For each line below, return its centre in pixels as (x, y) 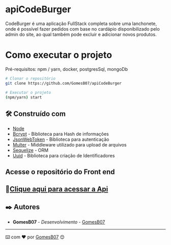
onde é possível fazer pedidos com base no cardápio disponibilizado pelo (83, 29)
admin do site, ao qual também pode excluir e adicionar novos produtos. (81, 34)
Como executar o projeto (59, 55)
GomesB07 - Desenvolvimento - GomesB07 (59, 222)
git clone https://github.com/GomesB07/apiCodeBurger (64, 83)
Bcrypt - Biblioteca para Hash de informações (61, 134)
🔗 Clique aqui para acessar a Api (57, 189)
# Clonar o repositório (31, 78)
